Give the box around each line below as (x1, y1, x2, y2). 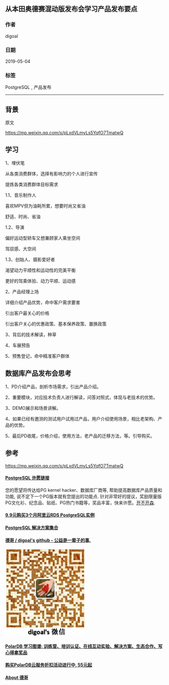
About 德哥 (5, 674, 29, 680)
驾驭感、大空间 (5, 245, 36, 251)
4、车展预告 (5, 342, 31, 348)
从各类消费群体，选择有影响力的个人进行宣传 (5, 171, 98, 177)
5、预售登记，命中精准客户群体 (5, 353, 70, 359)
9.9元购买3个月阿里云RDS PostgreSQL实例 (5, 512, 95, 518)
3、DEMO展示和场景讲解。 (5, 405, 61, 411)
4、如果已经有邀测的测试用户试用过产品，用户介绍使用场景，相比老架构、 (5, 415, 158, 421)
